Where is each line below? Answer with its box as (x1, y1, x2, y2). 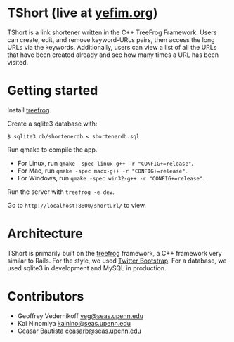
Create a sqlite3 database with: (7, 119, 98, 128)
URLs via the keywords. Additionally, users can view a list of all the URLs (7, 43, 217, 51)
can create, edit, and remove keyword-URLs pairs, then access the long (7, 35, 216, 44)
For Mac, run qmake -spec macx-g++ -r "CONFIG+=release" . (17, 166, 188, 175)
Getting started (7, 83, 98, 99)
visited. (7, 58, 29, 66)
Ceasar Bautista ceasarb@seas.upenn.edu (17, 327, 142, 335)
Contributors (7, 289, 84, 304)
